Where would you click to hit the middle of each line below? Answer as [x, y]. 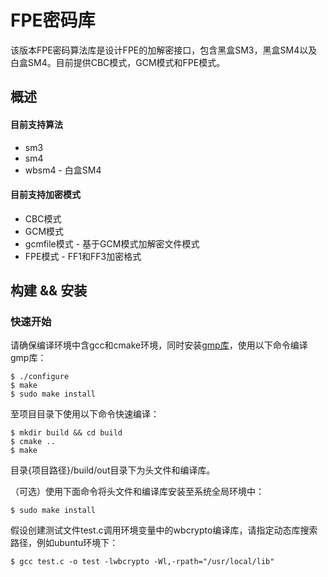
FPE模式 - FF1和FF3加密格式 [83, 256]
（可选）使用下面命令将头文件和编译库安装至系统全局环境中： [137, 492]
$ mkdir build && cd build [66, 433]
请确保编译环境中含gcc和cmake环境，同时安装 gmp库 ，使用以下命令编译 [159, 345]
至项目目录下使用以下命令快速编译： [85, 414]
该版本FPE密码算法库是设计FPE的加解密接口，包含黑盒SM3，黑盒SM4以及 [164, 50]
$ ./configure [40, 377]
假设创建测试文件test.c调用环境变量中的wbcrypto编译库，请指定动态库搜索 [164, 530]
